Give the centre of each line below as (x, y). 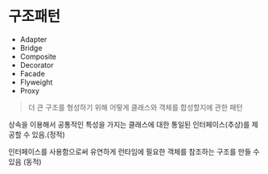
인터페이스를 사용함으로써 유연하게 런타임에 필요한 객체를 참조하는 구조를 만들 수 (134, 151)
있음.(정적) (49, 135)
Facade (33, 73)
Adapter (33, 39)
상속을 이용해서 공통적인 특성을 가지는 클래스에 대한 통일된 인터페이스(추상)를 (129, 124)
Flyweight (36, 82)
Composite (38, 56)
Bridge (31, 48)
